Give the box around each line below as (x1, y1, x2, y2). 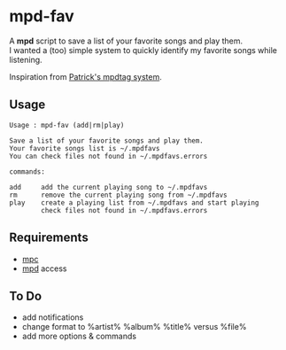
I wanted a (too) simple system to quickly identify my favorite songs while (9, 44, 277, 55)
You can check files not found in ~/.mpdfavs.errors (9, 152, 208, 160)
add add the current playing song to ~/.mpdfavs (9, 183, 208, 191)
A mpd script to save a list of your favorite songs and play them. (9, 35, 243, 46)
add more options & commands (21, 331, 137, 342)
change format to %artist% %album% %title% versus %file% (21, 322, 247, 332)
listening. (9, 54, 43, 65)
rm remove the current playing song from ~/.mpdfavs (9, 191, 228, 199)
